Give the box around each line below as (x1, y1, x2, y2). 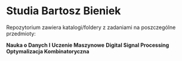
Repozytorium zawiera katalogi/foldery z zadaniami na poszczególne (6, 24, 176, 31)
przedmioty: (6, 30, 36, 37)
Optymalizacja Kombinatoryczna (6, 47, 90, 54)
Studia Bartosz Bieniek (6, 4, 121, 18)
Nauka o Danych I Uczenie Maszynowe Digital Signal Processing (6, 41, 169, 49)
